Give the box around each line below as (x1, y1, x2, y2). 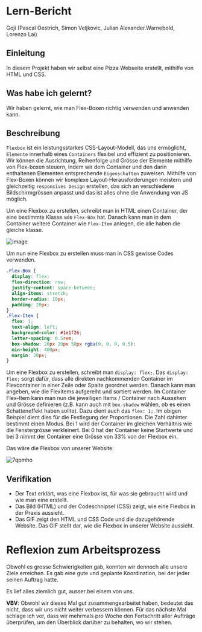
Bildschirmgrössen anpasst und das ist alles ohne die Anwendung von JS (6, 189, 189, 196)
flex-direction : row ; (11, 279, 66, 285)
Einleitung (6, 48, 45, 59)
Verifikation (6, 474, 52, 484)
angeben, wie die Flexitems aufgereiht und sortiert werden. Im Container (6, 388, 186, 395)
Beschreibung (6, 128, 60, 138)
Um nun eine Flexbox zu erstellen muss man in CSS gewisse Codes (6, 250, 174, 257)
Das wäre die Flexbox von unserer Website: (6, 445, 115, 452)
